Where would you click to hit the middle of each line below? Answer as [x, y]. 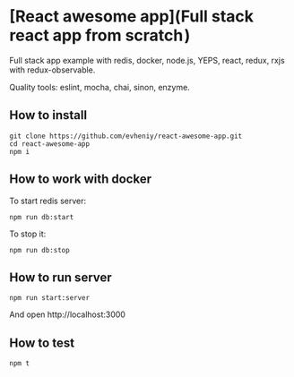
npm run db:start [42, 217]
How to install [48, 115]
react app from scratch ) [100, 35]
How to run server [61, 277]
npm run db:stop [39, 250]
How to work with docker [81, 180]
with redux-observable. [52, 70]
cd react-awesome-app [50, 144]
